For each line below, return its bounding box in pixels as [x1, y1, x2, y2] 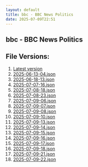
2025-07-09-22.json [13, 156, 56, 162]
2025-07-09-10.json [13, 113, 55, 119]
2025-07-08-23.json [13, 92, 56, 98]
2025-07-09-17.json [13, 140, 55, 146]
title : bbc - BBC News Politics [6, 12, 73, 17]
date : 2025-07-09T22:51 [6, 17, 56, 22]
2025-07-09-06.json [13, 97, 56, 103]
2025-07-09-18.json [13, 145, 55, 151]
